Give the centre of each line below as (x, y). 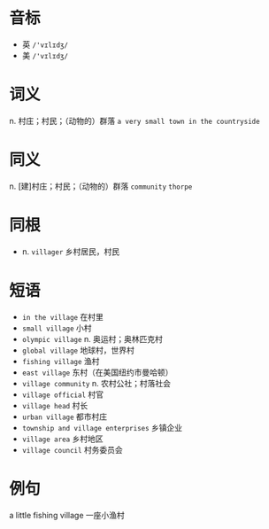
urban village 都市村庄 (65, 416)
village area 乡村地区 (62, 439)
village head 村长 (55, 405)
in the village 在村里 (62, 316)
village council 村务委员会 (73, 449)
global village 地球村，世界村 (78, 350)
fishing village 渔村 (61, 361)
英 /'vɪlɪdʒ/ (45, 44)
